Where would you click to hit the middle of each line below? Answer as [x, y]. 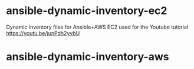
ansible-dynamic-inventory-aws [88, 57]
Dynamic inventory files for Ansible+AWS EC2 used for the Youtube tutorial [97, 27]
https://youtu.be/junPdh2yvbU [43, 33]
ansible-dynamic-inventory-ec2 [87, 11]
